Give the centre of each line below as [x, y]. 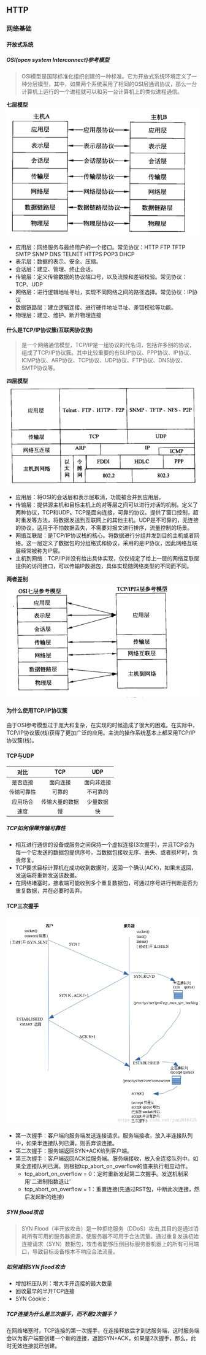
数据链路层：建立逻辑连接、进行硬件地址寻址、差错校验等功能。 [96, 307]
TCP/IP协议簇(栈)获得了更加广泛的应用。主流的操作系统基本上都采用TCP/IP [101, 733]
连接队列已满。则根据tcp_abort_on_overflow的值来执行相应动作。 [109, 1166]
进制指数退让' [54, 1181]
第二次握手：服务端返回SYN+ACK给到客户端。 [74, 1151]
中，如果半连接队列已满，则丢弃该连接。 [66, 1143]
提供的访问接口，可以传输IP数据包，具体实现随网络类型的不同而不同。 [104, 566]
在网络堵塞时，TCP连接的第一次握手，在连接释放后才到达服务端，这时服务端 [103, 1330]
